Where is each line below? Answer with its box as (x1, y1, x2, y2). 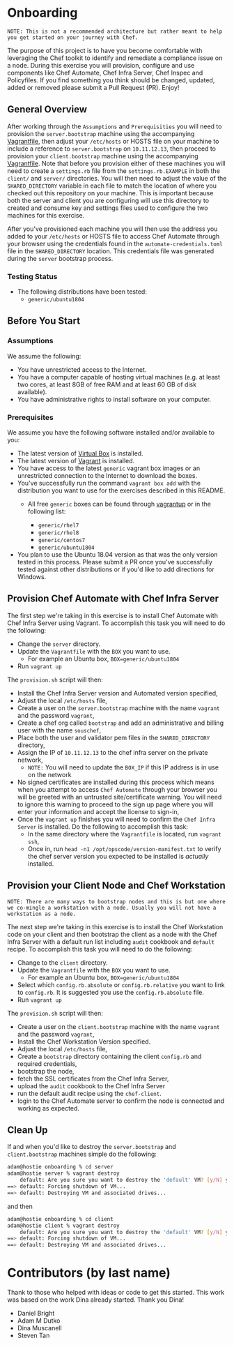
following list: (27, 507, 66, 516)
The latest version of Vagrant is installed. (17, 457, 135, 465)
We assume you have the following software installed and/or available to (7, 428, 214, 437)
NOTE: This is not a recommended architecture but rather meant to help (7, 28, 223, 35)
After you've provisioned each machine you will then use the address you (7, 225, 218, 233)
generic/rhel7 (38, 522, 79, 529)
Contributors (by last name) (7, 1265, 171, 1281)
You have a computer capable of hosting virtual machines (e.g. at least (17, 373, 221, 381)
